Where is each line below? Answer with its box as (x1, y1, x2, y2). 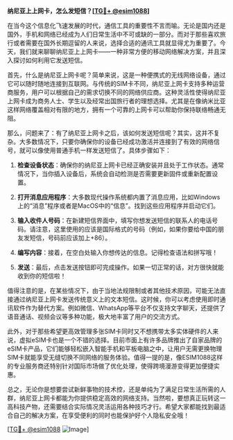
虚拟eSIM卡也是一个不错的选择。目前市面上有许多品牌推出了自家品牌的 (19, 336, 223, 344)
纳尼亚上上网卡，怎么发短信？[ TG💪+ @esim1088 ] (7, 7, 150, 15)
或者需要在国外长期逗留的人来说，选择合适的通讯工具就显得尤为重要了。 (12, 39, 220, 47)
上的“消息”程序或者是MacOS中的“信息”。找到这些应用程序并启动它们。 (17, 202, 220, 210)
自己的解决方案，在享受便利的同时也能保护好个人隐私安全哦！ (12, 412, 189, 419)
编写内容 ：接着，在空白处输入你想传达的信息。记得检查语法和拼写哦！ (17, 249, 218, 256)
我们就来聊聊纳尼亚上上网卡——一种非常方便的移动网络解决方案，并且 (19, 48, 220, 55)
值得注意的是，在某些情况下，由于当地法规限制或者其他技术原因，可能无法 (7, 287, 220, 294)
